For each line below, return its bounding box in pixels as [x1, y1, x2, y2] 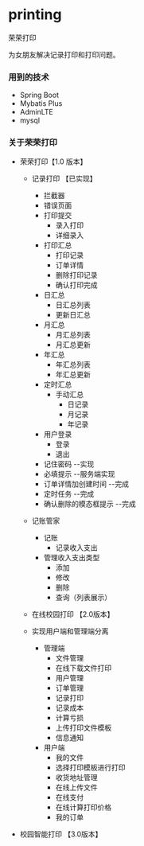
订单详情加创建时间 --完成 [43, 479, 130, 489]
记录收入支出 [55, 543, 98, 552]
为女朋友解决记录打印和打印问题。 [8, 49, 120, 59]
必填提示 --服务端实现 [43, 469, 115, 478]
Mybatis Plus [19, 99, 63, 108]
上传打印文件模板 [55, 723, 112, 732]
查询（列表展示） [55, 592, 112, 602]
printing [8, 6, 62, 24]
